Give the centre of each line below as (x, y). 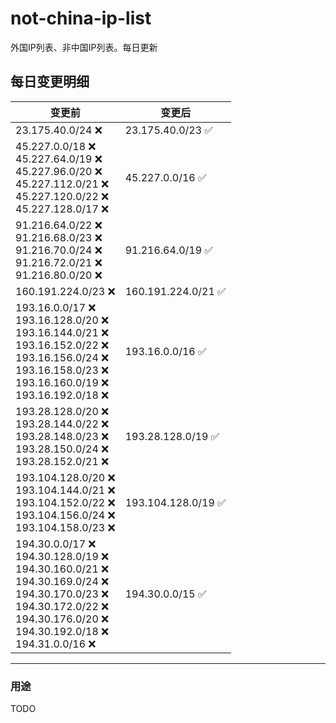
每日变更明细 (50, 82)
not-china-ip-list (81, 18)
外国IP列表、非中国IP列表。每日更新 (84, 47)
